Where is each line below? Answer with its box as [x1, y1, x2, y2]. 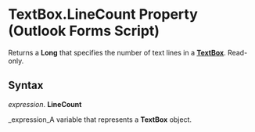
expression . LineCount [8, 99, 82, 109]
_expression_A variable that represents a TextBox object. [8, 115, 192, 124]
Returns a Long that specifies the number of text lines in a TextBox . [8, 48, 226, 57]
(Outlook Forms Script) [8, 22, 160, 40]
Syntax [8, 79, 44, 92]
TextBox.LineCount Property [8, 5, 198, 23]
